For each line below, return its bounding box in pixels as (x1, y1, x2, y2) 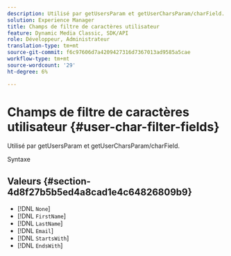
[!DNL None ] (17, 205, 51, 213)
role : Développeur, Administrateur (7, 36, 110, 43)
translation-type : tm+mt (7, 42, 79, 49)
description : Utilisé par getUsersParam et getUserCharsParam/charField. (7, 10, 225, 17)
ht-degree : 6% (7, 68, 49, 75)
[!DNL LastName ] (17, 219, 63, 228)
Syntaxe (7, 155, 31, 164)
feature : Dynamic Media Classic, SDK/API (7, 29, 129, 37)
